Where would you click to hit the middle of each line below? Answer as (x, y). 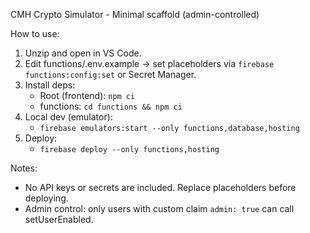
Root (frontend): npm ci (87, 95)
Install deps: (50, 85)
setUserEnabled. (59, 219)
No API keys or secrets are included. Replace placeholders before (160, 187)
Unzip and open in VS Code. (83, 53)
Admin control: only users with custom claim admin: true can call (159, 208)
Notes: (24, 168)
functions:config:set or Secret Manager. (110, 74)
